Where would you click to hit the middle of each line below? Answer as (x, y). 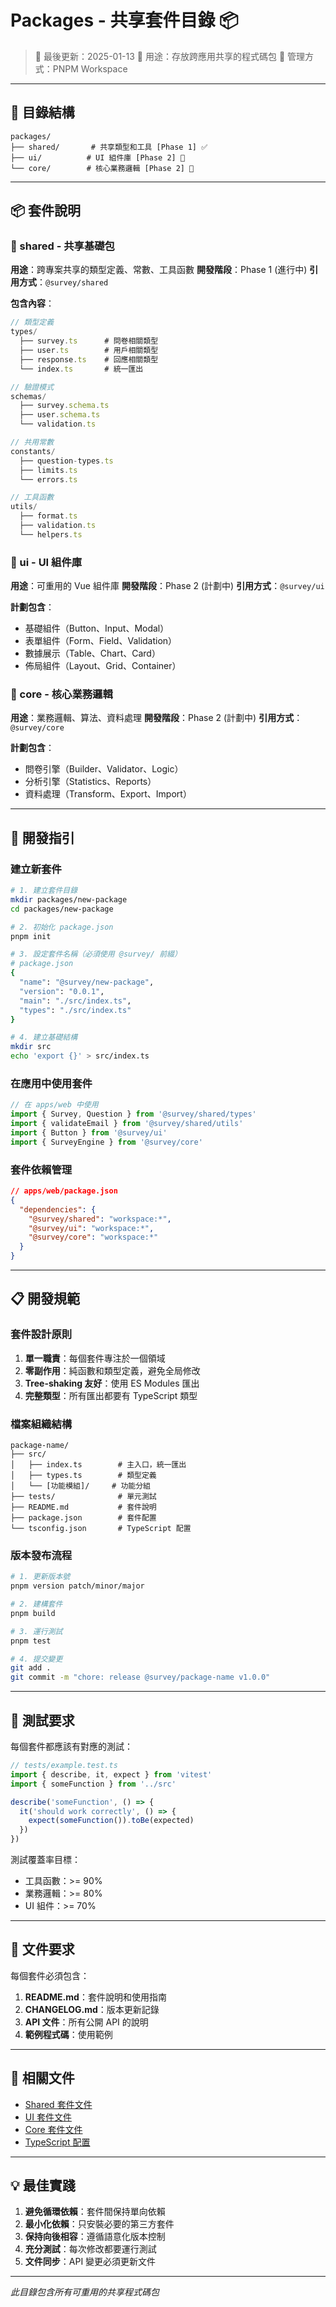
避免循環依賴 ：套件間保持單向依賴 (95, 2212)
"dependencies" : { (58, 1209)
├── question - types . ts (66, 461)
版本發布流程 (41, 1555)
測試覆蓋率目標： (45, 1860)
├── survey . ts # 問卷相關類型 (89, 341)
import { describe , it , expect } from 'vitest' (111, 1774)
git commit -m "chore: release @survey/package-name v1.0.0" (140, 1677)
